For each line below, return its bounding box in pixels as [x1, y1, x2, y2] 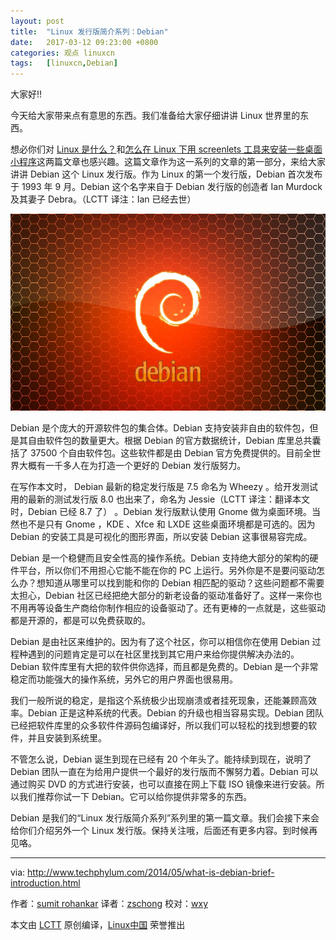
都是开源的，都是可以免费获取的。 [10, 615, 151, 627]
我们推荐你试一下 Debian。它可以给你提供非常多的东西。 [18, 791, 253, 803]
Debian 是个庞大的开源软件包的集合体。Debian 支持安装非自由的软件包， [10, 422, 310, 434]
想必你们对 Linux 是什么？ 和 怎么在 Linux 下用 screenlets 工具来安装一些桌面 [10, 143, 323, 155]
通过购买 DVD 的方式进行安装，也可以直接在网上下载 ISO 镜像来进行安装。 [10, 778, 317, 790]
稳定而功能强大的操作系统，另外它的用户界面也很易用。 [10, 673, 238, 685]
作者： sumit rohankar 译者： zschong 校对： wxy [10, 898, 208, 910]
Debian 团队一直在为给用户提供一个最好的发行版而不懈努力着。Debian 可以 [10, 766, 319, 778]
